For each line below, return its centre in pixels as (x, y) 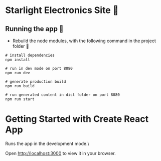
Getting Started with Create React (77, 119)
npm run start (20, 99)
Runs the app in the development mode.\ (47, 143)
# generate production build (36, 82)
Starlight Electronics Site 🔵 (62, 10)
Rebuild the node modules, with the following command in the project (84, 41)
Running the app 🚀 (34, 29)
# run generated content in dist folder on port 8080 (63, 95)
